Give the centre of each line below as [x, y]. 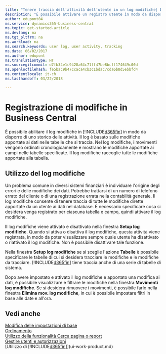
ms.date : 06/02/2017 [26, 51]
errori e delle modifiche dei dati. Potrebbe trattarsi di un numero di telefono [82, 190]
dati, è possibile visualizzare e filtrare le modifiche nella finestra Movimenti [82, 282]
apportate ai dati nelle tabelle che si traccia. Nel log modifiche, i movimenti [81, 142]
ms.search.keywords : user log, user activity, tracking [64, 46]
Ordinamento [19, 331]
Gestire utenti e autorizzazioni [36, 341]
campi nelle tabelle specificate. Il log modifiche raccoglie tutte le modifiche [82, 153]
